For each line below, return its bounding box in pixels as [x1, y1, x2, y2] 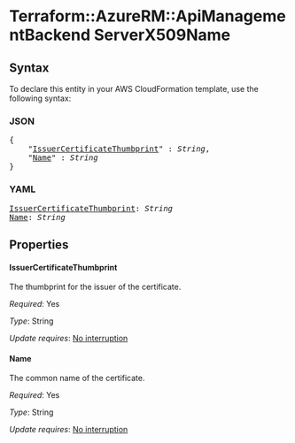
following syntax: [9, 93, 72, 103]
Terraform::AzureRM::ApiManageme [9, 6, 286, 27]
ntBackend [9, 25, 91, 45]
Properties [9, 237, 69, 252]
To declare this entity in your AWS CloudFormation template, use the [9, 84, 259, 94]
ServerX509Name [94, 25, 231, 45]
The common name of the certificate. [9, 373, 145, 384]
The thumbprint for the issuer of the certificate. [9, 281, 182, 293]
